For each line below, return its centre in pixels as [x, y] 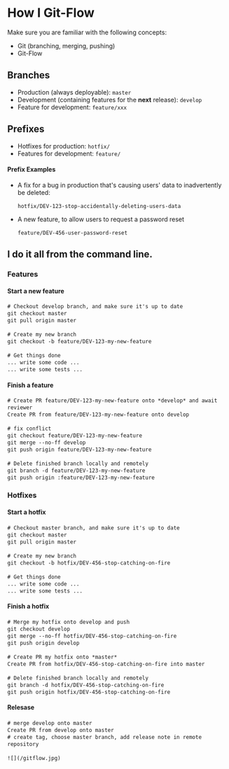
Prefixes [26, 129]
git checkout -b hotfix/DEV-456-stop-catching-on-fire [89, 563]
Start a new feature [36, 291]
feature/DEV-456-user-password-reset [72, 233]
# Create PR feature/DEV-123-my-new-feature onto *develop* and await [112, 401]
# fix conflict [29, 429]
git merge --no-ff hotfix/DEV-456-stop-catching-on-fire [92, 636]
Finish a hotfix [28, 607]
